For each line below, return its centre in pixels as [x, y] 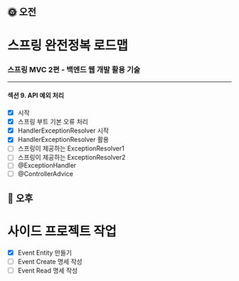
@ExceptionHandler [47, 165]
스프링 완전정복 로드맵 [68, 45]
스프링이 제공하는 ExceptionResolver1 [71, 148]
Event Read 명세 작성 [48, 271]
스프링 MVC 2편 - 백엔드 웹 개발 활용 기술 [74, 69]
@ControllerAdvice [45, 173]
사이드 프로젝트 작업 [62, 231]
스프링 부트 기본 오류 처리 [53, 122]
